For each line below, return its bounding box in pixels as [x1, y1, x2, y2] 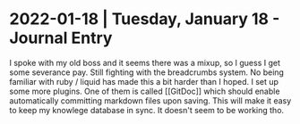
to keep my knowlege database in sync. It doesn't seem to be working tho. [9, 104, 285, 115]
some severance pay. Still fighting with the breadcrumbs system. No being [9, 67, 285, 78]
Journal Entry [9, 28, 113, 48]
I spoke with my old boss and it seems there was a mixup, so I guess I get [9, 57, 280, 68]
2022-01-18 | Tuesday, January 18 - [9, 9, 280, 29]
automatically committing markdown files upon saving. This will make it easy [9, 95, 292, 106]
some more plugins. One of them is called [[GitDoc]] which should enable [9, 86, 280, 96]
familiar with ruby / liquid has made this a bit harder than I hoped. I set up [9, 76, 279, 87]
